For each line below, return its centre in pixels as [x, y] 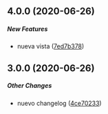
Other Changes [30, 86]
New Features [28, 29]
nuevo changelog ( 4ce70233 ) [59, 103]
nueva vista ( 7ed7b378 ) [51, 46]
